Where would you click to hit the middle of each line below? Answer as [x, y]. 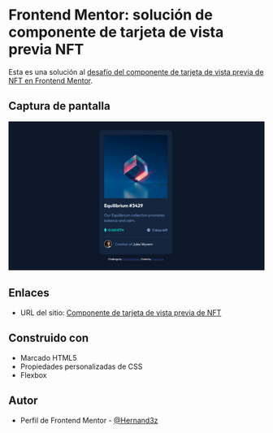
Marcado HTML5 [48, 357]
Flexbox [33, 375]
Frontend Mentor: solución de [110, 15]
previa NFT [46, 50]
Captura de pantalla [60, 106]
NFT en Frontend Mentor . [51, 80]
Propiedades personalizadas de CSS [81, 366]
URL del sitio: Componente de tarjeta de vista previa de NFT [121, 312]
